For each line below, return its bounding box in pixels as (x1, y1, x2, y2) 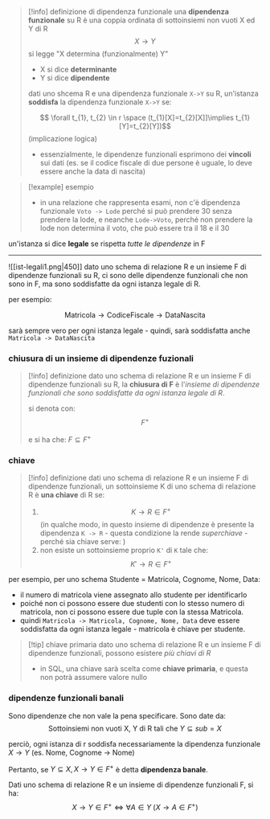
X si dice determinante (39, 64, 117, 74)
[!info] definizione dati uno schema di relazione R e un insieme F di (27, 473, 249, 482)
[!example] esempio (27, 182, 94, 191)
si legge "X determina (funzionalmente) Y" (27, 49, 169, 59)
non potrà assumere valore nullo (39, 673, 147, 682)
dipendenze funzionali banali (8, 693, 125, 704)
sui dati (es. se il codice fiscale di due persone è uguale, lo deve (39, 158, 253, 167)
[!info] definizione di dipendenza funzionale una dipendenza (27, 7, 229, 16)
